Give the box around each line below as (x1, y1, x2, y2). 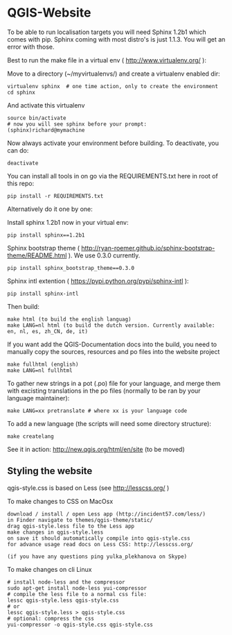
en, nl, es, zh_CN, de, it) (7, 328, 89, 335)
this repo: (7, 179, 35, 187)
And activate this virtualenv (7, 101, 85, 109)
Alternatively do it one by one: (7, 205, 93, 213)
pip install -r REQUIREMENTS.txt (7, 192, 104, 199)
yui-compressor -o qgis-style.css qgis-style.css (7, 621, 154, 628)
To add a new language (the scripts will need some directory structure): (7, 419, 211, 427)
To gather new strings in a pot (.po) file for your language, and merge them (7, 379, 221, 387)
